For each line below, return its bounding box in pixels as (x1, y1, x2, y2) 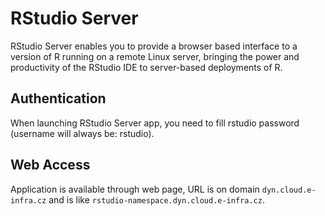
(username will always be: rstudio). (10, 127, 155, 139)
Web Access (10, 157, 91, 174)
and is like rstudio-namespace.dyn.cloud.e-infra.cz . (48, 193, 265, 206)
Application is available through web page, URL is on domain (10, 183, 260, 195)
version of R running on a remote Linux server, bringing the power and (10, 50, 300, 62)
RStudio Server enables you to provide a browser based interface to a (10, 40, 298, 52)
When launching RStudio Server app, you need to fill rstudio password (10, 117, 300, 129)
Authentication (10, 90, 107, 107)
